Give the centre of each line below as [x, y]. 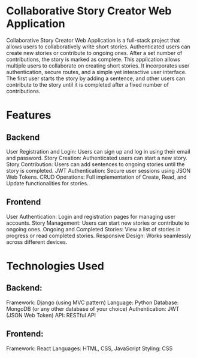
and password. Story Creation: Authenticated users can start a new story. [97, 158]
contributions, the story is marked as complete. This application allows [93, 59]
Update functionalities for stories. [47, 183]
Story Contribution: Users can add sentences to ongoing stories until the [96, 164]
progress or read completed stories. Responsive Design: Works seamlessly [99, 235]
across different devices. [37, 242]
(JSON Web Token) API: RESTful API [51, 315]
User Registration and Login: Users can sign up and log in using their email [98, 151]
